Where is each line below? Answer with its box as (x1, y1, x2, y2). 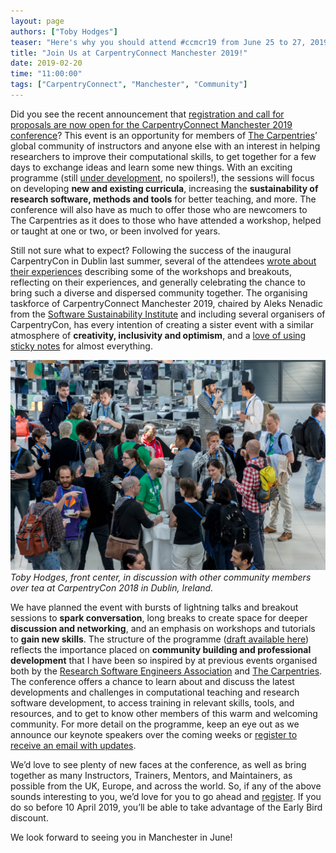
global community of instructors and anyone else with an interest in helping (10, 140, 321, 152)
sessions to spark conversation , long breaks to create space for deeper (10, 611, 308, 624)
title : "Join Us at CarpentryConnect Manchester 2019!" (10, 48, 248, 58)
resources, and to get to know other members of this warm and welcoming (10, 707, 318, 719)
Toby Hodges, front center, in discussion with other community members (10, 571, 312, 583)
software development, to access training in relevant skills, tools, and (10, 696, 295, 709)
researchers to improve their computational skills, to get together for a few (10, 150, 317, 162)
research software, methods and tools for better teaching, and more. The (10, 193, 317, 205)
